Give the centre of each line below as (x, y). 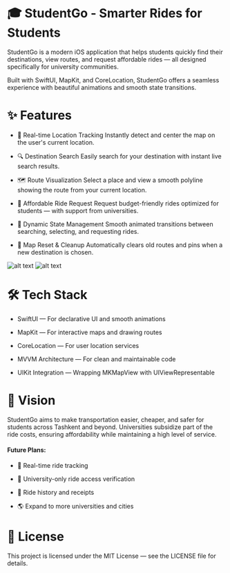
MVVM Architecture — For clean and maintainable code (96, 359)
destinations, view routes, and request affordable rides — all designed (107, 59)
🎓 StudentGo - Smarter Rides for (105, 13)
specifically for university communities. (63, 66)
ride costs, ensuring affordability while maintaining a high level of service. (112, 434)
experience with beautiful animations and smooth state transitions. (102, 87)
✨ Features (40, 116)
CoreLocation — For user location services (78, 345)
